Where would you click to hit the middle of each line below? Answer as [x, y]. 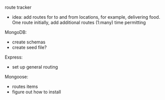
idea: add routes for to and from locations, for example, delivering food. [86, 17]
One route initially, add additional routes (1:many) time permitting [79, 22]
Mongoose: [17, 77]
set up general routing [35, 67]
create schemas [29, 42]
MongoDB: [16, 32]
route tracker [18, 7]
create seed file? [29, 47]
